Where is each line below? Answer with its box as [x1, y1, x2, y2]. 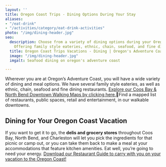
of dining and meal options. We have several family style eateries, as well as [5, 81, 160, 87]
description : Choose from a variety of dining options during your [9, 40, 152, 45]
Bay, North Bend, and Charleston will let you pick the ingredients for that [5, 135, 152, 141]
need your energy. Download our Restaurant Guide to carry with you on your [5, 151, 161, 157]
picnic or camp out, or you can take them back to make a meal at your [5, 140, 148, 146]
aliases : [5, 16, 23, 21]
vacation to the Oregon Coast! [5, 156, 67, 162]
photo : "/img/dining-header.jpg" [5, 30, 74, 35]
